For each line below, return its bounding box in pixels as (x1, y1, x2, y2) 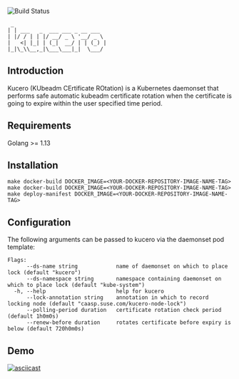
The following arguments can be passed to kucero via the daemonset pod (7, 236, 225, 244)
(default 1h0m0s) (7, 313, 59, 320)
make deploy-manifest (7, 191, 72, 198)
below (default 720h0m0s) (7, 325, 84, 333)
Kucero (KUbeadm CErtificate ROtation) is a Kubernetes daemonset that (7, 84, 219, 92)
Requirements (7, 120, 71, 132)
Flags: (7, 257, 27, 264)
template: (7, 243, 36, 251)
